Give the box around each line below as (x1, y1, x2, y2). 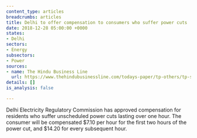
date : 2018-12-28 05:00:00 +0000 (6, 25, 88, 31)
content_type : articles (6, 8, 64, 15)
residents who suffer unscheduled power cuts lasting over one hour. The (6, 112, 182, 119)
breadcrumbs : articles (6, 14, 62, 20)
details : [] (6, 80, 35, 86)
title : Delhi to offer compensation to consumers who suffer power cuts (6, 19, 188, 25)
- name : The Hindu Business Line (6, 69, 88, 75)
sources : (6, 63, 28, 69)
